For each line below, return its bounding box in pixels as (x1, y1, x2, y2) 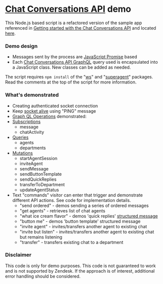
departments (19, 145, 46, 151)
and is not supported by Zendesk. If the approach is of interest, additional (5, 268, 155, 274)
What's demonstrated (5, 91, 59, 98)
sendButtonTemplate (19, 171, 62, 177)
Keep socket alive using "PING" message (12, 108, 96, 114)
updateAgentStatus (19, 187, 59, 193)
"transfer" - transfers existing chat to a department (19, 239, 123, 245)
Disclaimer (5, 251, 32, 258)
